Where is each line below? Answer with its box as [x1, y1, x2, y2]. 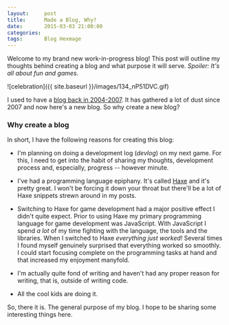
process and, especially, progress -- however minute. [17, 164, 169, 172]
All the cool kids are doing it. [17, 290, 98, 298]
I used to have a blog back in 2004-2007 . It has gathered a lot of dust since [7, 96, 220, 104]
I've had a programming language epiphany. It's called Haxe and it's [17, 177, 210, 186]
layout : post [7, 10, 57, 17]
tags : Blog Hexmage [7, 36, 81, 43]
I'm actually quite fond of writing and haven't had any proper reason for [17, 269, 220, 278]
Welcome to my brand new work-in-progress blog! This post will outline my [7, 54, 220, 63]
